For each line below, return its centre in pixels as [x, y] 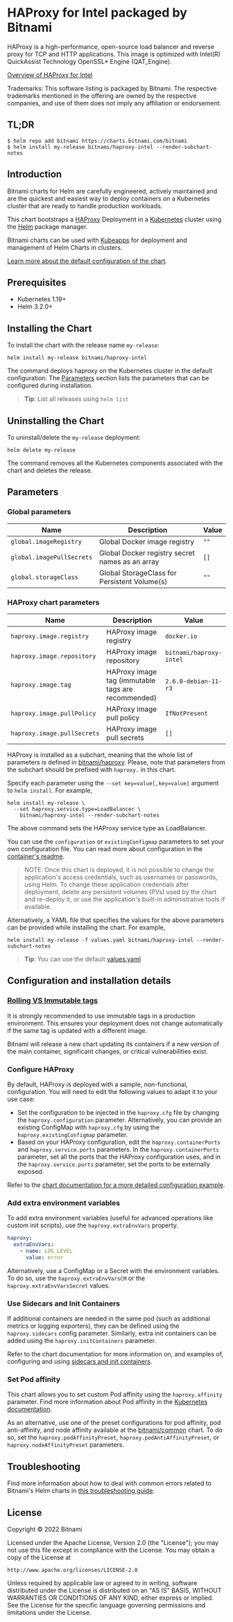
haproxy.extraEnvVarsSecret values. [59, 1286]
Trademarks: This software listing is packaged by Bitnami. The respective [112, 88]
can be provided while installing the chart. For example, [86, 927]
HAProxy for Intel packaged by [97, 13]
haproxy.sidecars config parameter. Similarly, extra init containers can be [112, 1333]
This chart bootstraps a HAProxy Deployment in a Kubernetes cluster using [114, 219]
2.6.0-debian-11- [194, 681]
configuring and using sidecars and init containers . [80, 1362]
